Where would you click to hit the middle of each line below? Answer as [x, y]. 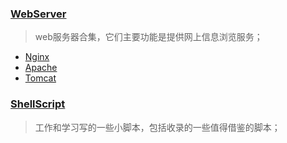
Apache [41, 68]
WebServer [38, 14]
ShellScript [38, 104]
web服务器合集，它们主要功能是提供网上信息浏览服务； [148, 37]
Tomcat [40, 78]
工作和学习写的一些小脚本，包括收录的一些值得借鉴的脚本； [157, 127]
